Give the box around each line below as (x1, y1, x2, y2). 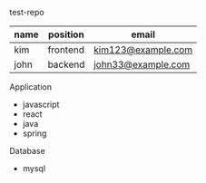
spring (22, 128, 47, 139)
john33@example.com (93, 58, 191, 71)
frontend (47, 43, 84, 56)
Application (9, 82, 53, 92)
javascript (22, 99, 60, 110)
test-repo (9, 7, 44, 17)
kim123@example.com (93, 43, 193, 56)
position (48, 28, 84, 41)
